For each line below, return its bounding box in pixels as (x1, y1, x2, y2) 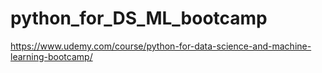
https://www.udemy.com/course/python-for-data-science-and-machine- (10, 40, 312, 52)
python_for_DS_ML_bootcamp (10, 7, 268, 30)
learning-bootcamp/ (10, 50, 93, 62)
